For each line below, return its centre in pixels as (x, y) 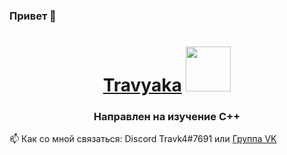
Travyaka (142, 85)
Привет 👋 (33, 16)
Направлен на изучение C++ (167, 117)
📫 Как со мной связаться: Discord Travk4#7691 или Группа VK (143, 139)
